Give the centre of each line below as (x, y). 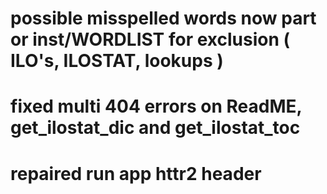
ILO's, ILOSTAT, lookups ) (117, 61)
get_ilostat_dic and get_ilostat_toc (155, 128)
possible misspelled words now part (163, 18)
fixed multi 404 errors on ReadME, (156, 106)
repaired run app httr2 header (136, 173)
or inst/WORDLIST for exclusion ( (150, 39)
